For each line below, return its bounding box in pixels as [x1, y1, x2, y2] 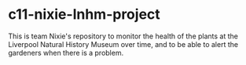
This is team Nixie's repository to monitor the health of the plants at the [8, 31, 238, 41]
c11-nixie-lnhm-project [8, 5, 161, 23]
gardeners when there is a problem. [8, 48, 124, 57]
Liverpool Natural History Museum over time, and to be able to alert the [8, 39, 238, 49]
